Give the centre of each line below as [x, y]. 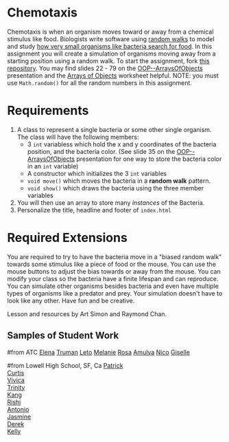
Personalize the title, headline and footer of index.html [94, 210]
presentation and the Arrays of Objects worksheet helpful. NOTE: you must [113, 75]
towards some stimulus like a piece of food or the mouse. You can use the [111, 264]
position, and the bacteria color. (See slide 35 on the [101, 151]
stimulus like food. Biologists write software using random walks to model [111, 38]
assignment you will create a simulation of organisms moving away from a [111, 54]
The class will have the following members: [78, 137]
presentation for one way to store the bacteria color [149, 159]
